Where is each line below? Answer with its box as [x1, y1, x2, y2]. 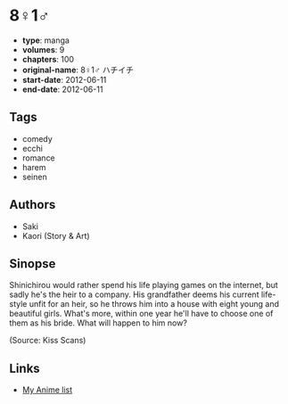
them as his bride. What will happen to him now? [9, 317, 187, 328]
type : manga [21, 35, 70, 45]
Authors [9, 197, 56, 212]
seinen [21, 171, 47, 182]
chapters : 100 [21, 54, 74, 64]
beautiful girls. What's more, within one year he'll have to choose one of [9, 309, 274, 319]
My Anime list [21, 384, 73, 395]
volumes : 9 [21, 44, 65, 54]
